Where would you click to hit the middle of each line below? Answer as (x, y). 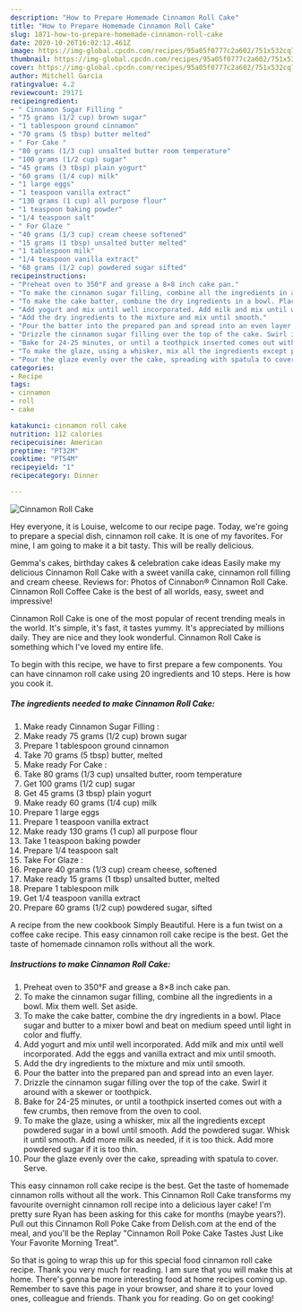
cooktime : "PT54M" (44, 459)
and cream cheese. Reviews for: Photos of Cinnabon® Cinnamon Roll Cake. (149, 582)
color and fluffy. (52, 1034)
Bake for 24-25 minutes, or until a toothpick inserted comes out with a (152, 1101)
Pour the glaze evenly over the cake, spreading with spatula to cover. (151, 1159)
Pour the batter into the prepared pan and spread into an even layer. (148, 1073)
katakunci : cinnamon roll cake (69, 426)
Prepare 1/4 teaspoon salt (71, 850)
